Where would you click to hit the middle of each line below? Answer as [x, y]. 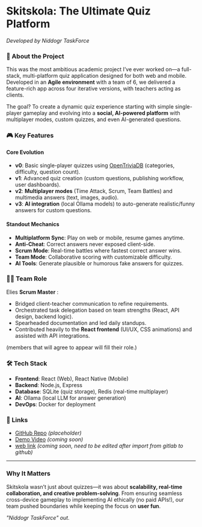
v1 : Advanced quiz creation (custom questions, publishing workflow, [99, 178]
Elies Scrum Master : [32, 292]
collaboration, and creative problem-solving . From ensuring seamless [94, 493]
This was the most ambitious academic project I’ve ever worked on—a [93, 69]
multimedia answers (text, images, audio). [67, 198]
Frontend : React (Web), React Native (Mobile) [72, 379]
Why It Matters [29, 473]
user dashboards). [38, 185]
